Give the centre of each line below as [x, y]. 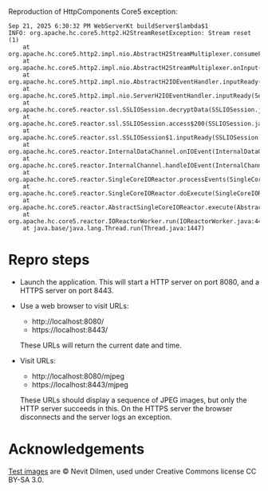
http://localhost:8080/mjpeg [78, 376]
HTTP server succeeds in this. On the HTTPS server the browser [126, 408]
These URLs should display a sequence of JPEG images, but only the [133, 400]
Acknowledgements [77, 449]
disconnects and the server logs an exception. [96, 417]
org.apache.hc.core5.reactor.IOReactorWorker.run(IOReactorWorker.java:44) [137, 222]
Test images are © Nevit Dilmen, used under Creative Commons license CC [132, 471]
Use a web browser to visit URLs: [74, 305]
